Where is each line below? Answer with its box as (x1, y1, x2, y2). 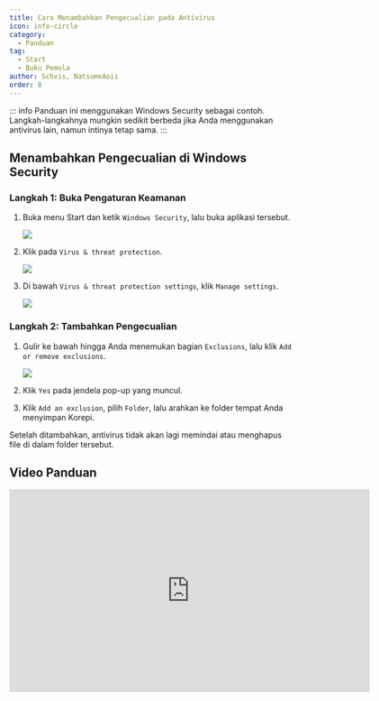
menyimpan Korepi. (22, 411, 95, 422)
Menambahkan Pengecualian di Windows (9, 151, 248, 166)
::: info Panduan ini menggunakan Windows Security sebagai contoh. (9, 105, 266, 115)
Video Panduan (9, 466, 97, 480)
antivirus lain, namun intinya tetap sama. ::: (9, 124, 168, 135)
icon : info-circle (9, 22, 78, 31)
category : (9, 30, 47, 39)
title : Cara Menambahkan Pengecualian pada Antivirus (9, 13, 216, 23)
